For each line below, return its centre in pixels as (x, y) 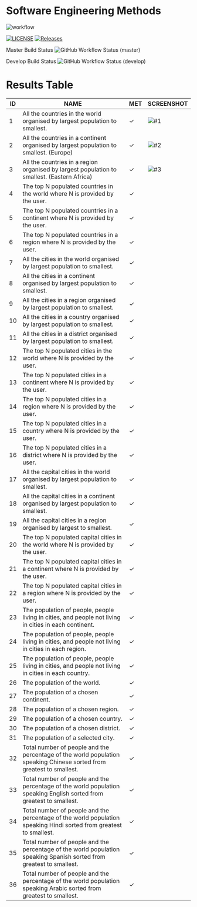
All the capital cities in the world (66, 472)
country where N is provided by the (71, 431)
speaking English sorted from (63, 793)
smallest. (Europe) (48, 152)
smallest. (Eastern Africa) (57, 176)
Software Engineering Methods (84, 11)
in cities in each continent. (59, 624)
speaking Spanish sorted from (64, 856)
